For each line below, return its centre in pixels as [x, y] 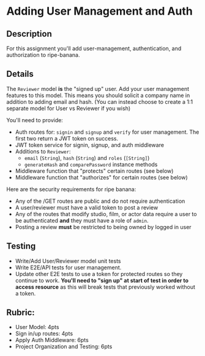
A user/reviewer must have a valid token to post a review [87, 207]
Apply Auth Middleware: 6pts [52, 340]
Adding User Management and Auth [99, 11]
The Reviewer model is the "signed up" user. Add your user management [98, 89]
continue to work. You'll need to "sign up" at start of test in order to [102, 280]
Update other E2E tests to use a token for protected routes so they [99, 274]
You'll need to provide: [35, 120]
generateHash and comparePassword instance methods [91, 164]
